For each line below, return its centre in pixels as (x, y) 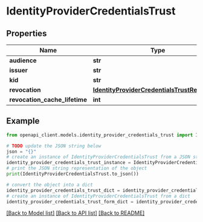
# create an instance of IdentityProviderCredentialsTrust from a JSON (98, 157)
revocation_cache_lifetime (48, 100)
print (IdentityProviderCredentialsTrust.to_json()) (72, 174)
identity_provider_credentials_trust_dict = (63, 190)
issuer (19, 70)
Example (23, 121)
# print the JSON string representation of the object (77, 168)
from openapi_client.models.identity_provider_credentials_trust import (100, 135)
